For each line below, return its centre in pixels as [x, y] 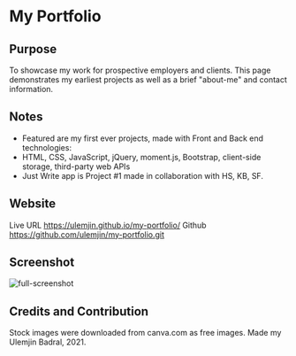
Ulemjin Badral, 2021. [48, 342]
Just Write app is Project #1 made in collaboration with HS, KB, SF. [142, 175]
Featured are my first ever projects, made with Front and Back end [142, 138]
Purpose [33, 49]
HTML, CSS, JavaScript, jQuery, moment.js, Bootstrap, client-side [141, 157]
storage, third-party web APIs [76, 166]
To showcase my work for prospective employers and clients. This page [140, 70]
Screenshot [42, 263]
